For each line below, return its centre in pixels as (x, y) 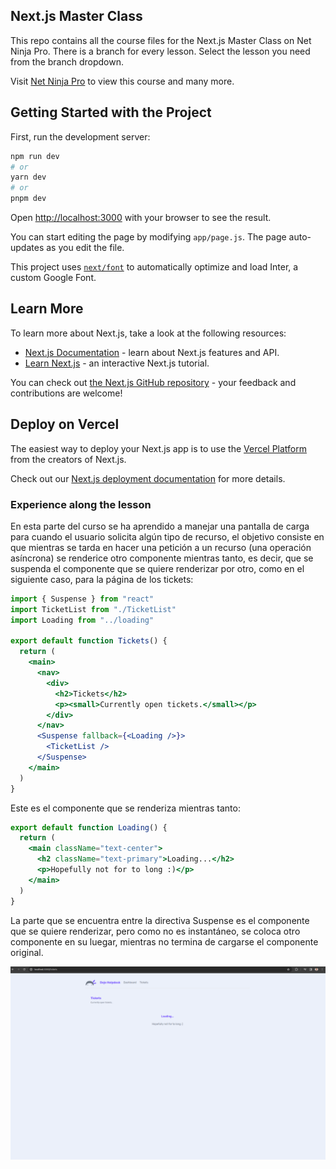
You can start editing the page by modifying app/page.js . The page (148, 237)
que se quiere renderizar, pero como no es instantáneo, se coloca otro (155, 931)
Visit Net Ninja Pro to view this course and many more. (122, 81)
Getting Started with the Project (111, 112)
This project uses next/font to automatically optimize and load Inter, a (154, 267)
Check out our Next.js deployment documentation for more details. (148, 478)
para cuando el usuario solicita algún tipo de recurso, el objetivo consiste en (167, 536)
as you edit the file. (85, 247)
